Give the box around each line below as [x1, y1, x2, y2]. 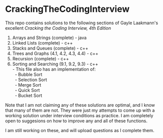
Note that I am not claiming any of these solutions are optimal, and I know [5, 102, 155, 108]
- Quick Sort [14, 87, 40, 93]
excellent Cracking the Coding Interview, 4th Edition [5, 25, 111, 31]
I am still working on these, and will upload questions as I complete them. [5, 127, 155, 133]
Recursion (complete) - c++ [12, 55, 69, 61]
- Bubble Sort [14, 71, 43, 77]
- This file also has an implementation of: [12, 66, 96, 72]
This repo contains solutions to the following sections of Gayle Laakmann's [5, 20, 159, 26]
